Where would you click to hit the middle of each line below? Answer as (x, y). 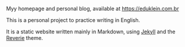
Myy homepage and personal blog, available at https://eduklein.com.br (92, 9)
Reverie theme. (25, 38)
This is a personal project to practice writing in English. (73, 20)
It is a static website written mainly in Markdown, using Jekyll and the (91, 32)
